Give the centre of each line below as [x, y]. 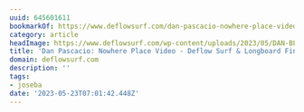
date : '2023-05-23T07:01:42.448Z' [75, 93]
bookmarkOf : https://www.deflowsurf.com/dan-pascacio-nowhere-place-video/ [155, 26]
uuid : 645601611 [40, 18]
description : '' [40, 69]
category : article [44, 34]
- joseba [26, 85]
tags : [19, 77]
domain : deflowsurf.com [54, 60]
